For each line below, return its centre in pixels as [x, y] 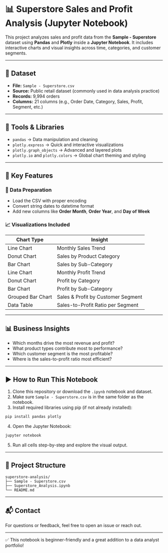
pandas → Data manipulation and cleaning [55, 139]
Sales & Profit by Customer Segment [99, 297]
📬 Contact [23, 511]
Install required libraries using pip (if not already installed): [72, 407]
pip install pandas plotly [33, 417]
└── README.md [20, 490]
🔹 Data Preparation [28, 190]
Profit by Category [78, 280]
